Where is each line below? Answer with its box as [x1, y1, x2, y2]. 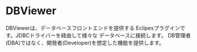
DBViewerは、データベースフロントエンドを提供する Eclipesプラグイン [5, 24, 180, 31]
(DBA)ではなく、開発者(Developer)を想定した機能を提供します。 [5, 39, 165, 46]
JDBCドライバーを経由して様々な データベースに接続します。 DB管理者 [15, 31, 191, 39]
